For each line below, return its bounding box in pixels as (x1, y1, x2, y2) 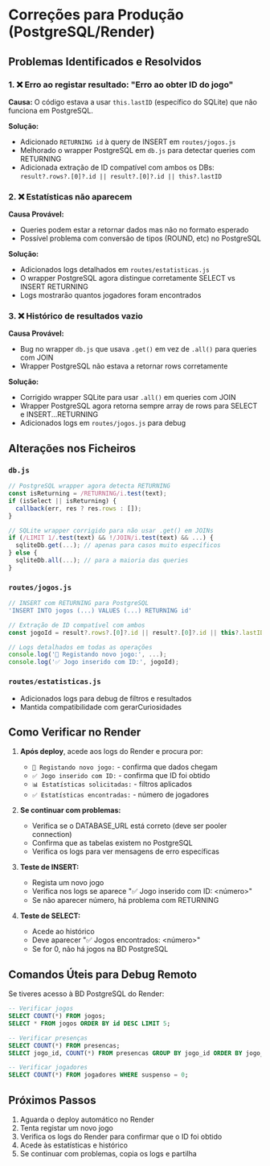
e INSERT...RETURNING (19, 410, 99, 419)
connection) (31, 830, 72, 839)
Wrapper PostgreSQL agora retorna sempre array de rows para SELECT (19, 401, 258, 411)
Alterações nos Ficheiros (8, 441, 137, 455)
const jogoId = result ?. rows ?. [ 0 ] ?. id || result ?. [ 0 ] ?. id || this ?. (8, 628, 243, 637)
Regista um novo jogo (31, 878, 104, 888)
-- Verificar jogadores (8, 1064, 88, 1072)
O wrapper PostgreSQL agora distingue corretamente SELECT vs (19, 274, 235, 283)
